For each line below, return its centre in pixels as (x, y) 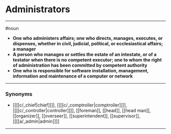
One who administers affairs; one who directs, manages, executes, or (88, 38)
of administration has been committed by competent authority (80, 65)
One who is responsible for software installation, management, (81, 70)
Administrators (38, 9)
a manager (24, 49)
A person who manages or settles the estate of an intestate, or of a (84, 54)
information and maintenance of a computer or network (73, 76)
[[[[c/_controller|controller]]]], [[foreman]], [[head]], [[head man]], (82, 111)
